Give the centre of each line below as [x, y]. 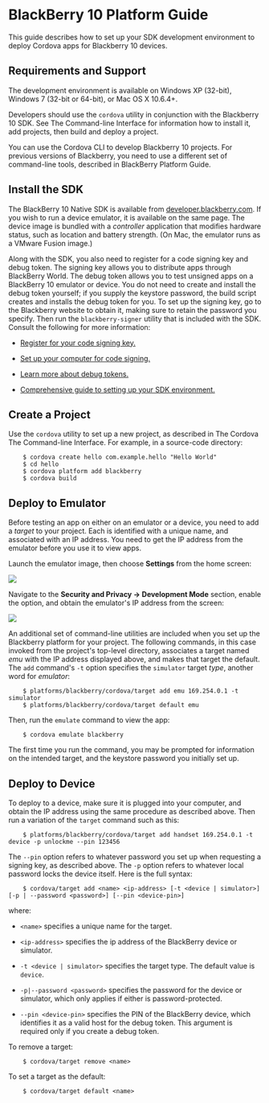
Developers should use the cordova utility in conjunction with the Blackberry [134, 114]
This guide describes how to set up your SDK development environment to [132, 37]
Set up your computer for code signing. [85, 358]
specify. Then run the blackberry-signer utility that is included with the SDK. [135, 319]
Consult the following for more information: [79, 327]
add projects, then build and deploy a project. [84, 131]
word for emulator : [39, 677]
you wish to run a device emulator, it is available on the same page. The [126, 217]
